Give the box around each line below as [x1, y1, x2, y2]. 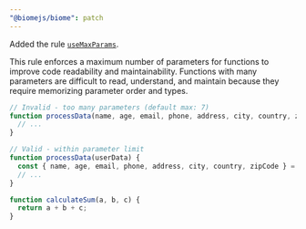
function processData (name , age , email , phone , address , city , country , [9, 111, 291, 120]
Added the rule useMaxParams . [9, 38, 119, 49]
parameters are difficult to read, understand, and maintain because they [9, 75, 280, 87]
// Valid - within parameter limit [9, 145, 145, 154]
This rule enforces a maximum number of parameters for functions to [9, 56, 270, 67]
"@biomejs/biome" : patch [9, 13, 104, 23]
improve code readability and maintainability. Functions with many [9, 66, 258, 77]
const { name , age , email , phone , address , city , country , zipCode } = [17, 161, 296, 171]
